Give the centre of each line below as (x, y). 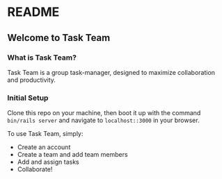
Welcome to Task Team (59, 38)
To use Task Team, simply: (45, 134)
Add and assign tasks (48, 162)
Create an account (44, 147)
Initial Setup (28, 98)
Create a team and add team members (72, 155)
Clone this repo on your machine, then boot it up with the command (104, 113)
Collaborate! (35, 169)
